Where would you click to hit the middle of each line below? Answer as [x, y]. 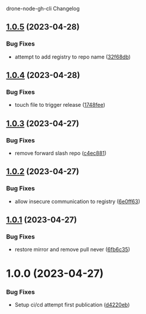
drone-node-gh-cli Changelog [43, 9]
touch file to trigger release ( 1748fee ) [60, 105]
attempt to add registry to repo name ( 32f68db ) [73, 57]
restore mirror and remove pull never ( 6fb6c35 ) [72, 250]
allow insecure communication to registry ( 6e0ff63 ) [77, 201]
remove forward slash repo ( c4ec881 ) [61, 153]
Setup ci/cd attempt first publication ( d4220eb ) [72, 305]
